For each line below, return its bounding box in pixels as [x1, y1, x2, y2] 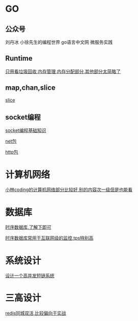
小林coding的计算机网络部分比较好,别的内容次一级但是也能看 [5, 186, 133, 193]
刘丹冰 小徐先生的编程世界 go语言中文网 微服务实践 [5, 39, 113, 45]
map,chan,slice [5, 84, 56, 92]
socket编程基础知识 [5, 127, 46, 133]
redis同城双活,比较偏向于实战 [5, 310, 66, 316]
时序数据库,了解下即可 [5, 224, 52, 230]
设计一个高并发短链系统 [5, 273, 54, 279]
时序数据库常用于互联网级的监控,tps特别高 [5, 235, 94, 241]
